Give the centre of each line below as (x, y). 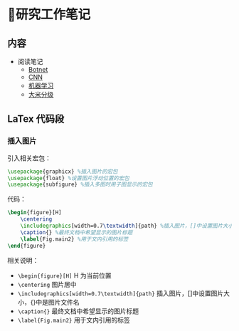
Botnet (38, 69)
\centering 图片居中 (47, 284)
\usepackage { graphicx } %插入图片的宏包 (63, 172)
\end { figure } (27, 246)
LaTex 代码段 (36, 119)
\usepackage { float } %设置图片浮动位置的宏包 (69, 178)
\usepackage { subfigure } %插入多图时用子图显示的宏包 (80, 185)
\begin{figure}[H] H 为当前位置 (64, 275)
